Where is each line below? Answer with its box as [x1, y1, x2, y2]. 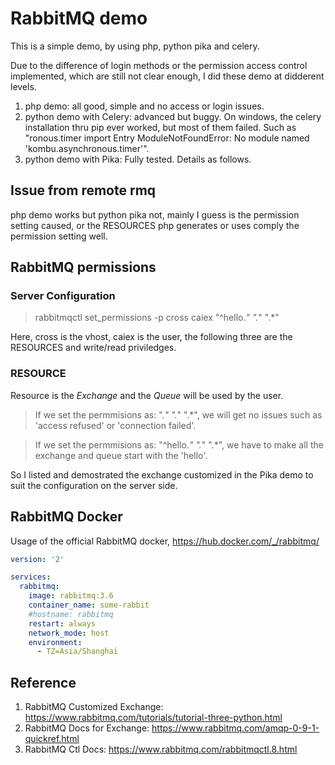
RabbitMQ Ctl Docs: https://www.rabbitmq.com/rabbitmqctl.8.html [24, 743, 298, 756]
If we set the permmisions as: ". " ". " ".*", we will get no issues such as [34, 408, 323, 421]
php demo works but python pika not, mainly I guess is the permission [10, 208, 300, 221]
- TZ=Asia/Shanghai [36, 647, 118, 657]
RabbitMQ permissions [10, 259, 157, 276]
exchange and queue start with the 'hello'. [34, 449, 208, 461]
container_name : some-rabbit [28, 600, 150, 611]
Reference [10, 674, 77, 691]
